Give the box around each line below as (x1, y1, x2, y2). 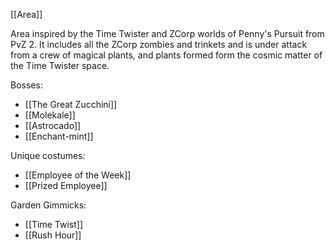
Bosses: (10, 79, 43, 91)
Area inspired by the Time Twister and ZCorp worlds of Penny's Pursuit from (10, 28, 325, 39)
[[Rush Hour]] (24, 229, 82, 241)
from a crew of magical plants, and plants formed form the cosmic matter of (10, 49, 323, 61)
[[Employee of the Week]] (24, 169, 132, 181)
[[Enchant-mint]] (24, 130, 94, 142)
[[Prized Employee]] (24, 180, 108, 191)
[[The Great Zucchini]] (24, 99, 118, 110)
